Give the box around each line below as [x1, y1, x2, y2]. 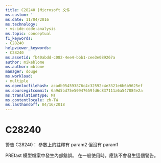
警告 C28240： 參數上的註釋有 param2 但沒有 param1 [5, 142, 119, 148]
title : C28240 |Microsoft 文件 [5, 7, 71, 13]
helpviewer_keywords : [5, 45, 52, 50]
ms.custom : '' [5, 12, 36, 17]
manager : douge [5, 69, 38, 74]
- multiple [5, 78, 29, 84]
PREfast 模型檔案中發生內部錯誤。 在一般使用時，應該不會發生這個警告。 [5, 152, 159, 158]
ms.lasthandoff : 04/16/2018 [5, 102, 65, 107]
